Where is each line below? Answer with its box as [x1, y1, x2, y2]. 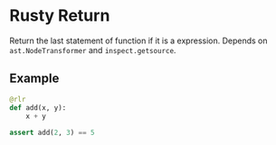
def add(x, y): [9, 103, 67, 113]
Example [9, 71, 60, 86]
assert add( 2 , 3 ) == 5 [9, 128, 95, 138]
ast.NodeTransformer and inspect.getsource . [9, 44, 176, 55]
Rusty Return [9, 5, 110, 26]
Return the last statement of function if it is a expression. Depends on [9, 35, 269, 46]
